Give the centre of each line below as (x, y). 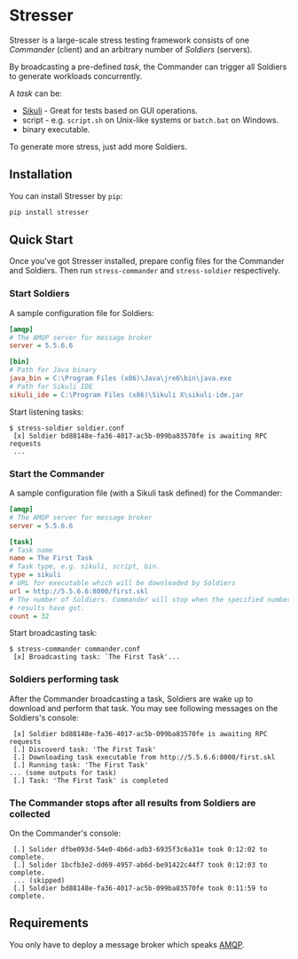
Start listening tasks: (47, 412)
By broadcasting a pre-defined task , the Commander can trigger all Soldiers (148, 67)
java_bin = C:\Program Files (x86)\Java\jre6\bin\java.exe (121, 378)
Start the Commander (57, 473)
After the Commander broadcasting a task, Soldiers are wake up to (131, 699)
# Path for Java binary (53, 370)
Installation (41, 174)
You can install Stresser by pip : (66, 195)
